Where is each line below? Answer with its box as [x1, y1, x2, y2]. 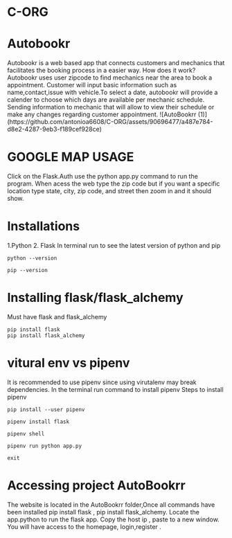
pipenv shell [7, 430, 45, 437]
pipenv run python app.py [7, 442, 82, 449]
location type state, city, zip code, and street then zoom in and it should [7, 187, 212, 195]
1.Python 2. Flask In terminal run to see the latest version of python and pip [7, 242, 221, 249]
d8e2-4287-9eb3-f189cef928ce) [7, 125, 102, 134]
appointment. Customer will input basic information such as [7, 81, 177, 89]
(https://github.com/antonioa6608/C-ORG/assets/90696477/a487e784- [7, 118, 213, 126]
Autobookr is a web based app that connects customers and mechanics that [7, 59, 225, 67]
